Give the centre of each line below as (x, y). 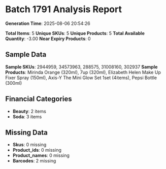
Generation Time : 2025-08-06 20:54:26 (48, 23)
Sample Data (26, 55)
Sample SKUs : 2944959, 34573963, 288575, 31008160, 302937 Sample (81, 66)
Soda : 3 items (27, 116)
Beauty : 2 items (29, 111)
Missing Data (27, 132)
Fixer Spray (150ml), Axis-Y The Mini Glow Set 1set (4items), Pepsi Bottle (81, 78)
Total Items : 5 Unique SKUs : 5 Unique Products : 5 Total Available (75, 33)
